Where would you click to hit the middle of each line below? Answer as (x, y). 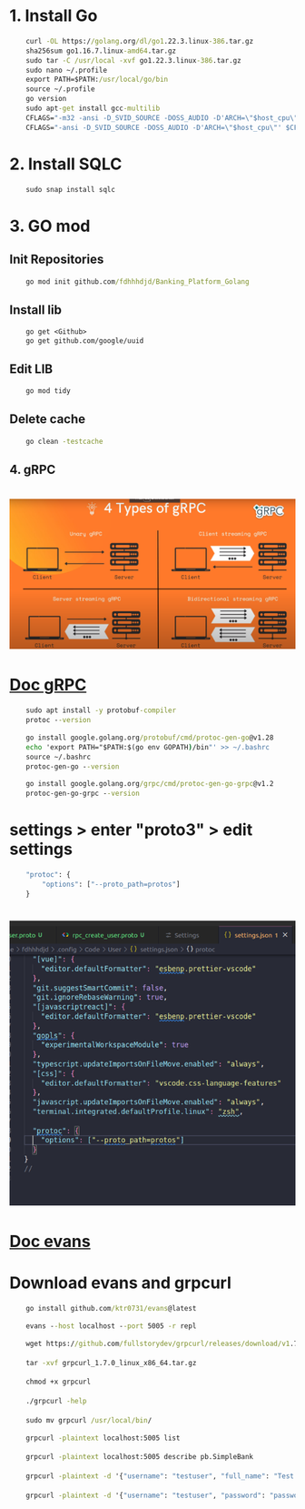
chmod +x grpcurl (59, 1382)
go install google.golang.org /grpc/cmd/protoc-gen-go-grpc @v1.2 (150, 784)
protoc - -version (59, 720)
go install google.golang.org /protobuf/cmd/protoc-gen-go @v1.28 (150, 738)
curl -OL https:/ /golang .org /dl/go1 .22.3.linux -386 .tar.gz (140, 41)
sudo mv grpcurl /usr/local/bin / (89, 1420)
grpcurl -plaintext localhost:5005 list (103, 1438)
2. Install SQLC (66, 164)
